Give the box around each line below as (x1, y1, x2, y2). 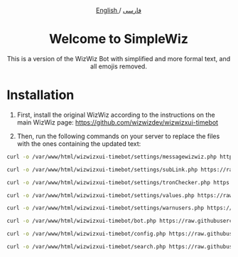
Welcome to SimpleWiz (48, 31, 189, 47)
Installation (6, 87, 75, 103)
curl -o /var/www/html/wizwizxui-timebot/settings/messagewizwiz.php (6, 153, 217, 160)
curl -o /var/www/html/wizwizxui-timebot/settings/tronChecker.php (6, 179, 211, 186)
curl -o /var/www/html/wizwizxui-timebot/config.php (6, 231, 166, 238)
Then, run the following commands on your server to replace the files (16, 132, 220, 140)
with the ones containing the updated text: (16, 139, 141, 148)
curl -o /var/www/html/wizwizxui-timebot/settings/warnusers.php (6, 204, 204, 212)
